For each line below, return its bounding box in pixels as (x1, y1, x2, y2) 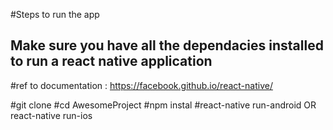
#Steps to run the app (10, 9, 100, 20)
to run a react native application (10, 53, 213, 70)
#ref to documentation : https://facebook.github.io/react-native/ (10, 79, 273, 91)
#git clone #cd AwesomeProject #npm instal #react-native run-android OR (10, 99, 317, 111)
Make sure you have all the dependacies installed (10, 37, 324, 54)
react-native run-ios (10, 109, 93, 121)
